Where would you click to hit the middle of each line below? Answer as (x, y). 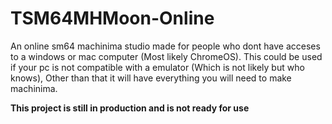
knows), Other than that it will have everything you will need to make (151, 78)
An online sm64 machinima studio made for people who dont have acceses (165, 46)
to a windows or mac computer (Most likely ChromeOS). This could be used (166, 56)
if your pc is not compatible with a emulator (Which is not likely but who (157, 67)
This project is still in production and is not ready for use (130, 108)
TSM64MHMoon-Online (112, 18)
